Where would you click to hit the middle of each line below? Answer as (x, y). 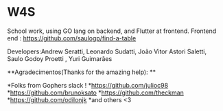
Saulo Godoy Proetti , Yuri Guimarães (60, 58)
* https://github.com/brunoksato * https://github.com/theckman (95, 92)
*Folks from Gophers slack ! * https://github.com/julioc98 (88, 85)
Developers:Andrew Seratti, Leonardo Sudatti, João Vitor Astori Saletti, (107, 51)
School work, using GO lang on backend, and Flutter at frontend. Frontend (112, 31)
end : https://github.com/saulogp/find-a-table (72, 38)
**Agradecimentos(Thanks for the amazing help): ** (82, 72)
